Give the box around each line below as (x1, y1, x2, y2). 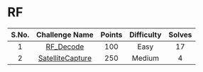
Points (100, 30, 123, 40)
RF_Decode (45, 42, 84, 52)
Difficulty (128, 30, 162, 40)
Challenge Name (36, 30, 94, 40)
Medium (131, 53, 160, 63)
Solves (168, 30, 192, 40)
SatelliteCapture (38, 53, 92, 63)
